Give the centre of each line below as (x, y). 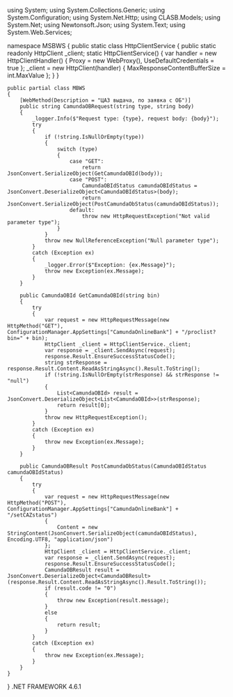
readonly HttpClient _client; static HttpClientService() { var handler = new (112, 53)
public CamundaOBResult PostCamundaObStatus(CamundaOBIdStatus (113, 466)
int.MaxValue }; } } (33, 75)
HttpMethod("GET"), (35, 326)
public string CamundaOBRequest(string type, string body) (107, 107)
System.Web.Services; (40, 32)
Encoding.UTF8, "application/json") (60, 539)
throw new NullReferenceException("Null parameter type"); (131, 240)
